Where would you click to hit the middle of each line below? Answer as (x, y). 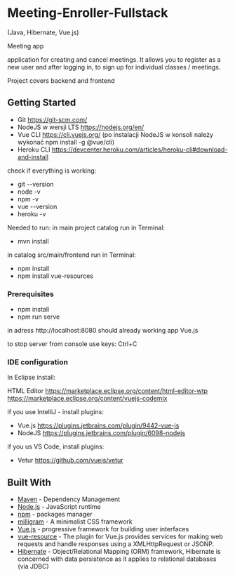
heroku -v (32, 214)
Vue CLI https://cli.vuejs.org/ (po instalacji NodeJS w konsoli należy (115, 134)
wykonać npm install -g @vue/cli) (66, 142)
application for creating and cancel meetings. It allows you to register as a (114, 59)
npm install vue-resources (55, 276)
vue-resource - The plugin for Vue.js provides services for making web (120, 537)
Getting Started (42, 103)
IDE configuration (38, 362)
